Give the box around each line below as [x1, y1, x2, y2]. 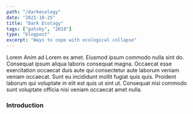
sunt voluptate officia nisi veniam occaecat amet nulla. [6, 86, 143, 93]
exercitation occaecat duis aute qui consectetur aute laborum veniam [6, 67, 180, 73]
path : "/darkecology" [6, 8, 61, 15]
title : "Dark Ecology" [6, 20, 64, 26]
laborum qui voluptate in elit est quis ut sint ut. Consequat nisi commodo [6, 79, 187, 87]
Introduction [6, 101, 44, 109]
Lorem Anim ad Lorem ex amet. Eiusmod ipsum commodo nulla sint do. [6, 54, 184, 61]
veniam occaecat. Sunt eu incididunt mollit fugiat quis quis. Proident [6, 73, 177, 80]
